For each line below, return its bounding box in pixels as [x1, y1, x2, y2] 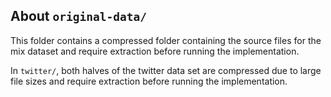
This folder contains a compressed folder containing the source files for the [10, 34, 322, 46]
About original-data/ [10, 8, 147, 25]
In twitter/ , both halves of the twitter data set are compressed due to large [10, 64, 322, 76]
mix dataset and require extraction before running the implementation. [10, 45, 300, 57]
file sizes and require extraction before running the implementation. [10, 75, 288, 87]
